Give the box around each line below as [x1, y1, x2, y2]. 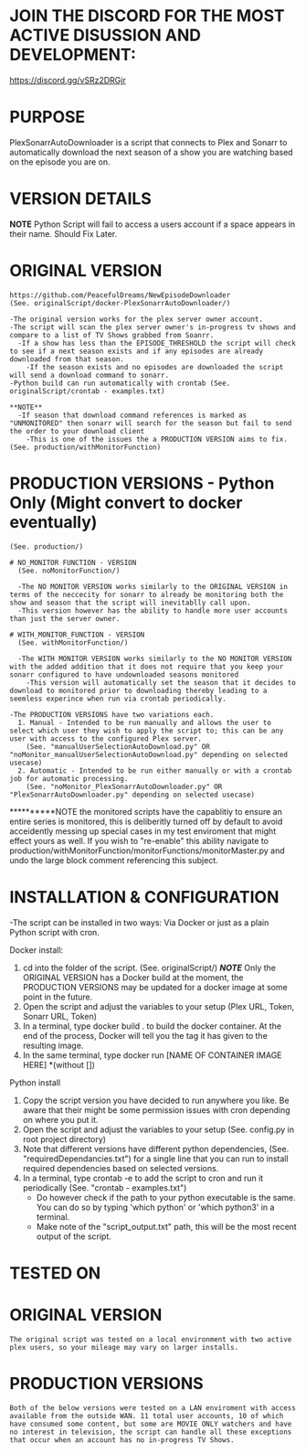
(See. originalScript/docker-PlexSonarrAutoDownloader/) [9, 298, 231, 307]
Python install [9, 1076, 61, 1088]
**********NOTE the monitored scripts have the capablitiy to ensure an [9, 806, 283, 817]
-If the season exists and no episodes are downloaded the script [26, 362, 284, 371]
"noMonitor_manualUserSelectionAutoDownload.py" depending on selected [9, 750, 288, 759]
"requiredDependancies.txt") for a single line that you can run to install [22, 1153, 290, 1164]
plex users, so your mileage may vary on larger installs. [9, 1342, 239, 1352]
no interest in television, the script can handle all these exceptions [9, 1427, 292, 1437]
